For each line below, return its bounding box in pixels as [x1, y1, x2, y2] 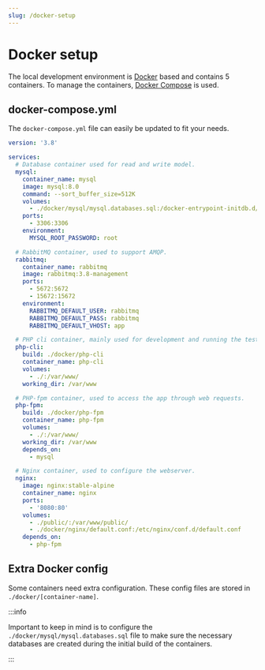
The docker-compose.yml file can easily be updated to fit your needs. [8, 124, 230, 133]
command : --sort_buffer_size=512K [22, 190, 136, 198]
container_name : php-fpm [22, 416, 104, 425]
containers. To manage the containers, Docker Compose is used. [8, 80, 219, 89]
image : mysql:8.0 [22, 182, 80, 190]
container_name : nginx [22, 489, 97, 497]
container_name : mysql [22, 175, 97, 183]
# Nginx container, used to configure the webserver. [15, 467, 196, 475]
